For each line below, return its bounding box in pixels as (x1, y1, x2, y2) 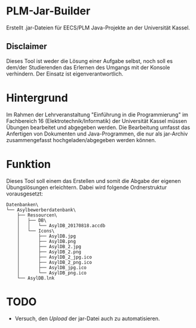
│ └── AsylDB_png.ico (17, 270, 87, 276)
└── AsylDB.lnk (17, 275, 55, 281)
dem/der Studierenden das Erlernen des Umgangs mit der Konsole (6, 64, 170, 71)
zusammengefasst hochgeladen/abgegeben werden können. (6, 136, 157, 143)
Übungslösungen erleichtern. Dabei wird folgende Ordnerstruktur (6, 183, 167, 191)
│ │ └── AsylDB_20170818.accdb (17, 222, 106, 228)
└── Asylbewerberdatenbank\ (6, 207, 76, 213)
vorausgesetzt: (6, 190, 44, 197)
